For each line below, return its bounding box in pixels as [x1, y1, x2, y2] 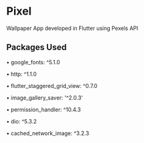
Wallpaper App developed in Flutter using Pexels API [6, 24, 139, 32]
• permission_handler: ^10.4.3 [6, 106, 81, 113]
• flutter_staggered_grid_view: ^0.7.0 [6, 82, 98, 89]
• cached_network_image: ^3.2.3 [6, 130, 90, 137]
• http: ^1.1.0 [6, 70, 37, 78]
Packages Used [6, 42, 67, 53]
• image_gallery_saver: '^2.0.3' [6, 94, 84, 101]
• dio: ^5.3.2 [6, 117, 37, 125]
